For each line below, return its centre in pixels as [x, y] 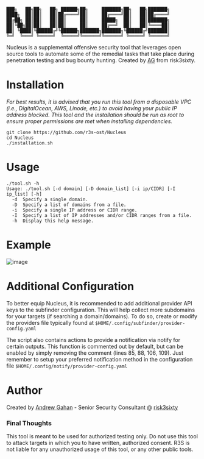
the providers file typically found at [50, 322]
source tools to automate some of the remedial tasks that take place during [100, 54]
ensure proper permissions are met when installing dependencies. [89, 121]
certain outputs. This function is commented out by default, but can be [95, 346]
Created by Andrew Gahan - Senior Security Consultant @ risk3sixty [92, 407]
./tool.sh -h [23, 183]
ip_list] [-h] [24, 194]
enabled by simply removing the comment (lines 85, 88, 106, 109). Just [95, 353]
